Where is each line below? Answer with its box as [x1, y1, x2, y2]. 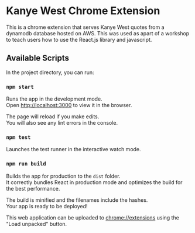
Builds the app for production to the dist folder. [6, 172, 121, 179]
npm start [6, 84, 34, 90]
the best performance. [6, 185, 60, 192]
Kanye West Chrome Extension [6, 4, 160, 18]
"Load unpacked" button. [6, 220, 67, 227]
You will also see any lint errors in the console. [6, 119, 118, 127]
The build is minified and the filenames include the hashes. [6, 196, 148, 204]
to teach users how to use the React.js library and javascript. [6, 36, 152, 43]
